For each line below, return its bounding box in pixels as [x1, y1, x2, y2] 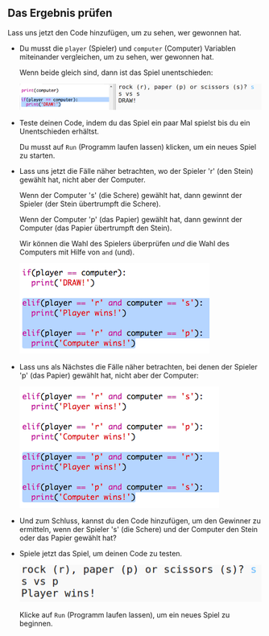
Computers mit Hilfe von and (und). [19, 247, 134, 257]
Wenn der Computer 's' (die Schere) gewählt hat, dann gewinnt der [19, 191, 242, 200]
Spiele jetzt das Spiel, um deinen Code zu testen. [19, 549, 183, 559]
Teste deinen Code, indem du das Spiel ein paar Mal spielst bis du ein [19, 118, 250, 128]
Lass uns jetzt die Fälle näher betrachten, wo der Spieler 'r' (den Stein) [19, 167, 254, 176]
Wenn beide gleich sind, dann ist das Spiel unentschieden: [19, 68, 213, 77]
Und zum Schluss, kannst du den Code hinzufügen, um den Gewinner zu [19, 516, 261, 526]
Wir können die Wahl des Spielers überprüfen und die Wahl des [19, 239, 230, 249]
